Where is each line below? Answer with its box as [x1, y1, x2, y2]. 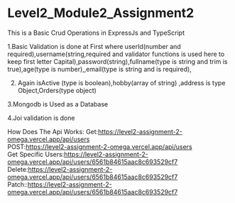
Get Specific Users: [7, 150, 65, 158]
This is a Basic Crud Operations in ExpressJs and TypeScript [7, 28, 185, 37]
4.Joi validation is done [7, 114, 75, 122]
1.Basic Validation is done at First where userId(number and [7, 42, 181, 50]
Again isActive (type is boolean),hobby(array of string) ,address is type [17, 78, 226, 87]
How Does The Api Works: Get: [7, 127, 99, 136]
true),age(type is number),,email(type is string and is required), [7, 65, 192, 73]
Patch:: [7, 180, 28, 189]
